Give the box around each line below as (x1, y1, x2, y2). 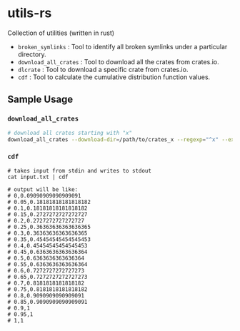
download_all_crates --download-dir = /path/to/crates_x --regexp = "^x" (7, 136, 219, 143)
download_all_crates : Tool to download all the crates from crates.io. (17, 57, 219, 66)
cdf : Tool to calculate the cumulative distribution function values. (17, 73, 211, 81)
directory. (17, 50, 46, 58)
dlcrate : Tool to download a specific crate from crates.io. (17, 65, 189, 73)
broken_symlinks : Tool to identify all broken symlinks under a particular (17, 42, 228, 51)
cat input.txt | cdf (7, 173, 69, 180)
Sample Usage (7, 93, 74, 106)
